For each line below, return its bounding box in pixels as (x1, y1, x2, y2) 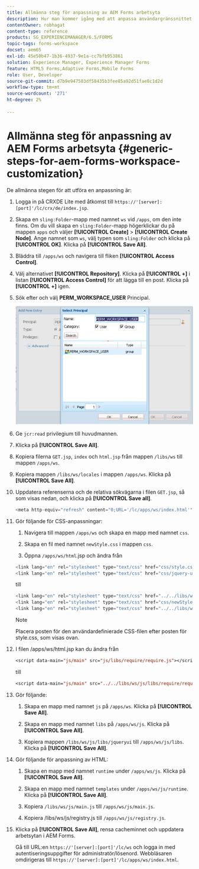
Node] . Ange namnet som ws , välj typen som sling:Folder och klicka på (15, 234, 191, 242)
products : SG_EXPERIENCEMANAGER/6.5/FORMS (6, 34, 113, 41)
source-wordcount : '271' (6, 90, 68, 97)
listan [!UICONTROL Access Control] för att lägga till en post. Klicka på (15, 276, 189, 283)
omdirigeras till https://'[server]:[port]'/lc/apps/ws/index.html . (15, 856, 179, 863)
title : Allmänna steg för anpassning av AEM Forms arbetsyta (6, 9, 161, 15)
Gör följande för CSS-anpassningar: (15, 517, 103, 524)
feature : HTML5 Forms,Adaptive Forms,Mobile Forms (6, 66, 134, 72)
